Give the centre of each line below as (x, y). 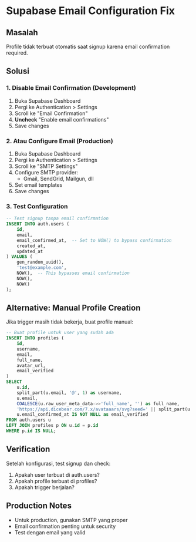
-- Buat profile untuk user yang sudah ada (60, 333)
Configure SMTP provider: (46, 172)
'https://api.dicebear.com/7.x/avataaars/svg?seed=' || (87, 409)
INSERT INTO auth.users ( (38, 224)
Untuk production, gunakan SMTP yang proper (71, 520)
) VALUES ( (19, 257)
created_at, (31, 246)
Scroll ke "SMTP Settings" (46, 166)
